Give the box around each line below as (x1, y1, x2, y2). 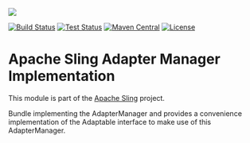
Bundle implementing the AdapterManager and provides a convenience (8, 108, 243, 118)
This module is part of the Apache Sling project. (8, 93, 166, 102)
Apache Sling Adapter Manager (8, 50, 221, 68)
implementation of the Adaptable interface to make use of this (8, 117, 212, 126)
